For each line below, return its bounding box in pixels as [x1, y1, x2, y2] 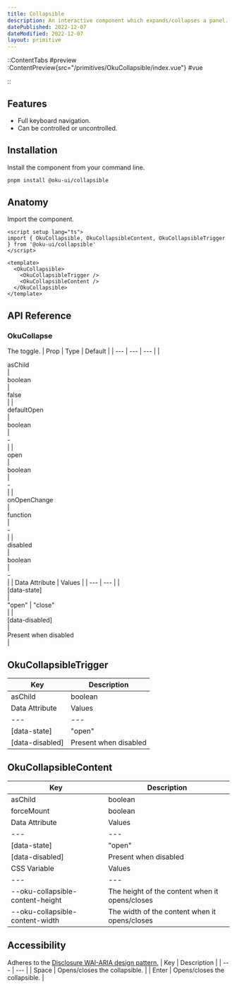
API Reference [7, 309, 72, 321]
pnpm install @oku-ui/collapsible [7, 177, 109, 184]
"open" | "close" [7, 601, 55, 610]
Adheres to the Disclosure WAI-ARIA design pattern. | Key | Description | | [7, 958, 222, 966]
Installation [7, 144, 58, 156]
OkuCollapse [7, 331, 53, 340]
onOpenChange [7, 496, 54, 504]
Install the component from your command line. [7, 163, 145, 172]
